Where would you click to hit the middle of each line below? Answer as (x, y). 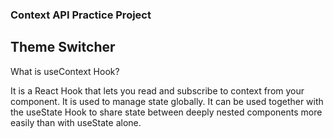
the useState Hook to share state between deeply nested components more (166, 112)
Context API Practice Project (81, 15)
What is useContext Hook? (65, 71)
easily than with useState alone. (76, 122)
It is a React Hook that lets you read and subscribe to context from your (157, 90)
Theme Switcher (63, 47)
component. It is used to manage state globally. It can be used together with (167, 101)
